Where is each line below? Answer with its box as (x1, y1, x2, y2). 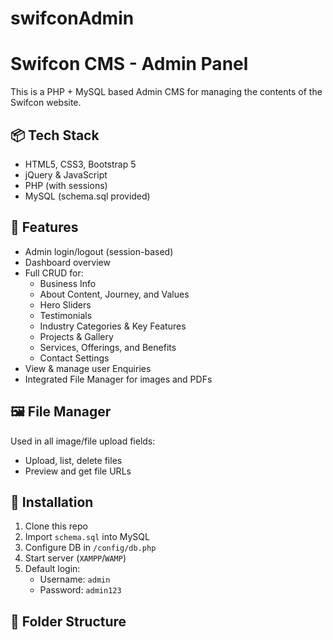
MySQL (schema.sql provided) (24, 190, 151, 202)
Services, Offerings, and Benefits (39, 341, 177, 353)
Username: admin (39, 573, 111, 586)
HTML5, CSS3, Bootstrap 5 (24, 158, 137, 170)
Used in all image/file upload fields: (10, 435, 156, 447)
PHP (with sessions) (24, 179, 108, 191)
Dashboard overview (24, 256, 111, 268)
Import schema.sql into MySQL (24, 531, 150, 543)
